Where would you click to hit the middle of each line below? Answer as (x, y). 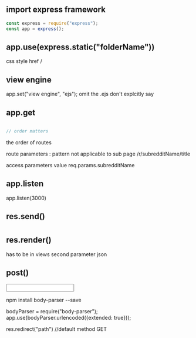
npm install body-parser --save (44, 300)
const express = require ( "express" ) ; (52, 23)
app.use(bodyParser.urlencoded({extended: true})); (69, 317)
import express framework (56, 10)
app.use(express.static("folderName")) (80, 47)
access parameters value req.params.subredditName (70, 165)
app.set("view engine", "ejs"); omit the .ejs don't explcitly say (80, 94)
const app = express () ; (35, 29)
